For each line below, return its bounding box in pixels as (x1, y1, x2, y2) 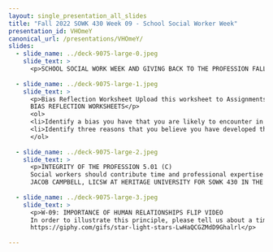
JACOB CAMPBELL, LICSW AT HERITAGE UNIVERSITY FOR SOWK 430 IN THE (29, 178, 264, 187)
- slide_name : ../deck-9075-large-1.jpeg (15, 80, 158, 88)
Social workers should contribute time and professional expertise (29, 171, 264, 179)
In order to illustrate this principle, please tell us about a (29, 216, 253, 224)
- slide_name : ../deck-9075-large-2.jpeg (15, 148, 158, 156)
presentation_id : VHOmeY (8, 27, 93, 35)
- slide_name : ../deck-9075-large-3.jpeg (15, 193, 158, 202)
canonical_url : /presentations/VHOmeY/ (8, 34, 144, 43)
